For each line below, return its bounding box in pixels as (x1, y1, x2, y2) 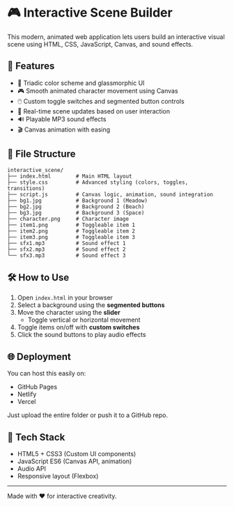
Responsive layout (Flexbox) (17, 472, 99, 480)
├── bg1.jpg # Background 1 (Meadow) (7, 197, 148, 204)
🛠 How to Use (7, 272, 70, 283)
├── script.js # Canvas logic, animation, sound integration (7, 191, 214, 198)
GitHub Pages (17, 383, 58, 391)
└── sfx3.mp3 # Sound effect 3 (7, 251, 127, 259)
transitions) (7, 185, 45, 192)
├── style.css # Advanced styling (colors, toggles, (7, 178, 189, 186)
